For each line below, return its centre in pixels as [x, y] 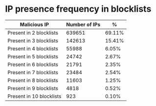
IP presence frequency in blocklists [78, 9]
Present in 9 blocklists [33, 88]
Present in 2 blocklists [33, 33]
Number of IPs [83, 24]
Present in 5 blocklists [33, 56]
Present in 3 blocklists [33, 41]
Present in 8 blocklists [33, 80]
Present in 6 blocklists [33, 64]
